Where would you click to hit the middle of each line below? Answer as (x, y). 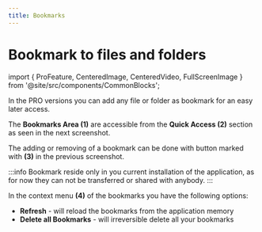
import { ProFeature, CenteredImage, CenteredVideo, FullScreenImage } (125, 77)
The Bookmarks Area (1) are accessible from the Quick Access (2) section (131, 124)
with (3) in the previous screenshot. (66, 156)
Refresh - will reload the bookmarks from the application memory (127, 211)
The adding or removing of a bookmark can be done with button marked (126, 148)
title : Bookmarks (37, 15)
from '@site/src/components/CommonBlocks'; (84, 85)
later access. (29, 108)
